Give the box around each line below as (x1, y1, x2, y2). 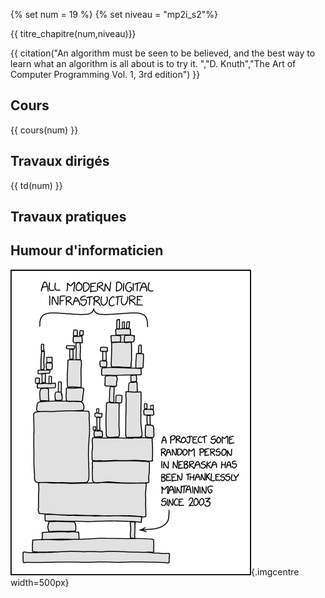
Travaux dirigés (10, 153, 110, 170)
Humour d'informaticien (10, 242, 164, 259)
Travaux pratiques (10, 209, 127, 226)
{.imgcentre (251, 565, 300, 578)
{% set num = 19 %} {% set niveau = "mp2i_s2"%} (10, 9, 219, 20)
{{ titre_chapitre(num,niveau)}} (10, 28, 137, 39)
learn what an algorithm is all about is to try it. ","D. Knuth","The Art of (10, 58, 297, 69)
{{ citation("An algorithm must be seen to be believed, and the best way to (10, 47, 316, 59)
